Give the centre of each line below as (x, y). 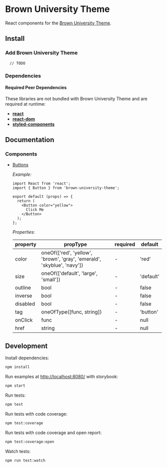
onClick (24, 320)
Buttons (20, 165)
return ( (26, 201)
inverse (23, 296)
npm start (15, 386)
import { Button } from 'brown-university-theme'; (66, 188)
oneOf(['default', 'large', (70, 274)
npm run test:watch (25, 460)
